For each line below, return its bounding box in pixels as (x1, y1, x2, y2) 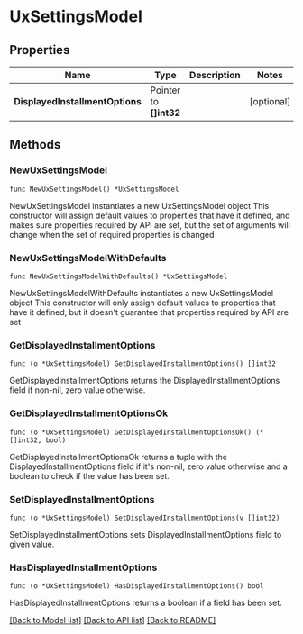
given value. (9, 539, 55, 549)
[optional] (249, 95, 291, 107)
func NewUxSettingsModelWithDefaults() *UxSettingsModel (9, 272, 228, 281)
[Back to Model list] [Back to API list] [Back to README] (9, 615, 216, 626)
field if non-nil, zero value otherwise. (9, 385, 146, 395)
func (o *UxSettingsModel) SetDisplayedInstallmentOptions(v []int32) (9, 513, 280, 522)
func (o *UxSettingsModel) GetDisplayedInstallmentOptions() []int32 (9, 359, 277, 368)
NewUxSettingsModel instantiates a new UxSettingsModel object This (9, 200, 270, 211)
